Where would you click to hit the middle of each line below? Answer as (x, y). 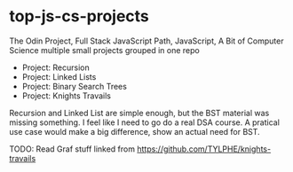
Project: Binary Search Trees (74, 86)
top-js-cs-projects (79, 16)
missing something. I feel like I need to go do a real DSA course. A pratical (144, 122)
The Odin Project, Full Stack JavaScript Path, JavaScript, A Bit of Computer (146, 41)
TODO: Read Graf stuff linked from (72, 149)
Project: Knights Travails (66, 96)
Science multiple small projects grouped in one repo (104, 50)
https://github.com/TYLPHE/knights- (204, 149)
